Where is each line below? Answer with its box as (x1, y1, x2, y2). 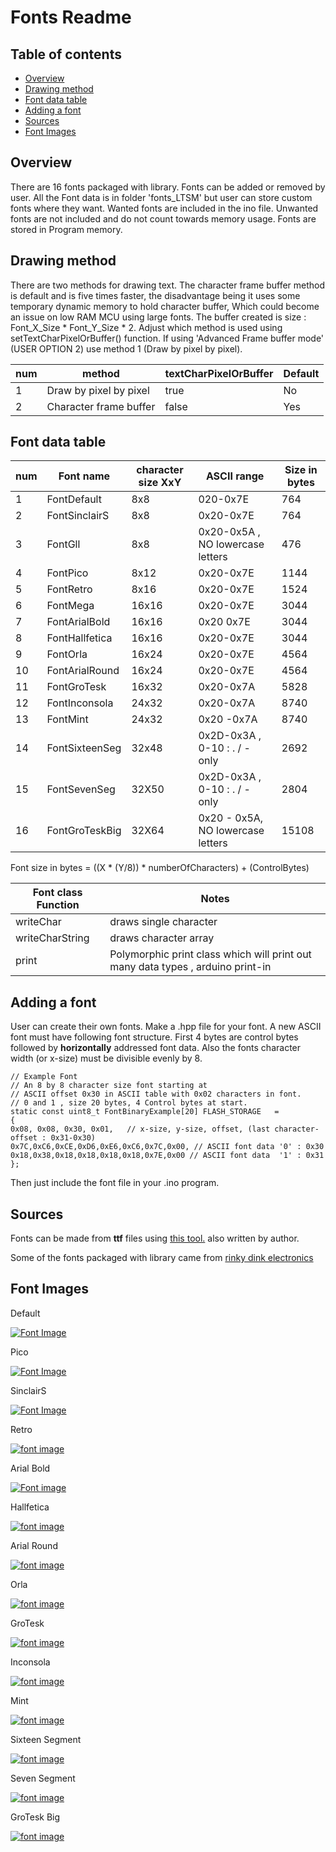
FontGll (46, 537, 81, 551)
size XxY (138, 476, 182, 490)
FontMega (46, 599, 95, 613)
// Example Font (10, 1072, 78, 1082)
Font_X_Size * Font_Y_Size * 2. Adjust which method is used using (10, 321, 283, 333)
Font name (58, 469, 111, 483)
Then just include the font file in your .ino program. (10, 1177, 220, 1189)
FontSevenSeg (46, 782, 116, 796)
